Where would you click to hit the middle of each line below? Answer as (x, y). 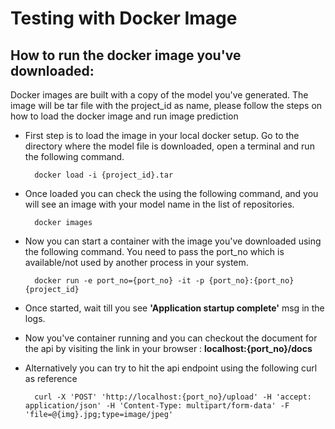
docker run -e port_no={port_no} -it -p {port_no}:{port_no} (164, 281)
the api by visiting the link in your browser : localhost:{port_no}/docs (168, 348)
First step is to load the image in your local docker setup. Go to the (162, 135)
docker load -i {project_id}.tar (104, 175)
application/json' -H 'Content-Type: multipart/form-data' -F (157, 406)
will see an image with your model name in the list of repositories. (159, 204)
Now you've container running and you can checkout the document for (171, 338)
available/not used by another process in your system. (136, 262)
